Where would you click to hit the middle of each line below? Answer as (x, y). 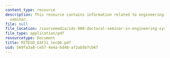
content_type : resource (30, 10)
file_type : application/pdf (35, 33)
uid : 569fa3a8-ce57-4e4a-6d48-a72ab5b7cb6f (52, 47)
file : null (17, 24)
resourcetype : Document (30, 38)
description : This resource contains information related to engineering (85, 15)
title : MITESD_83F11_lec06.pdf (38, 43)
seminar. (19, 19)
